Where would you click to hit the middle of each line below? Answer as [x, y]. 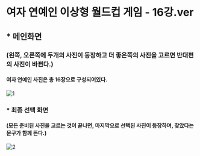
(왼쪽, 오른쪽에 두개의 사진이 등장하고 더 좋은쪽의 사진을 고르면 [91, 55]
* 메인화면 [24, 36]
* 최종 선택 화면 [27, 110]
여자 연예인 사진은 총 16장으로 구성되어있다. [57, 80]
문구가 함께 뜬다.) [27, 133]
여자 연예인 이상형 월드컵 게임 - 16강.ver [100, 12]
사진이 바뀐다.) [33, 64]
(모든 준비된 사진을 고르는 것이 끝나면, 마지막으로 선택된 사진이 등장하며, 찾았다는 [100, 126]
